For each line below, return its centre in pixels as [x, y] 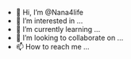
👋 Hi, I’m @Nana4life [49, 12]
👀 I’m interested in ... [49, 21]
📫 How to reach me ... [52, 47]
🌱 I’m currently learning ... [58, 29]
